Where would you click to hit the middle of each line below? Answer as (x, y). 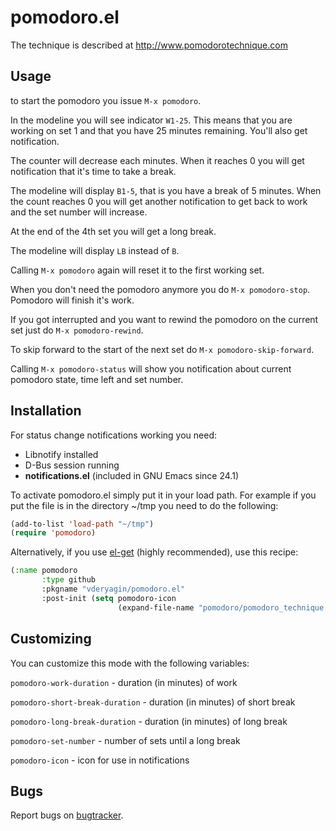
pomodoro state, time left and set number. (97, 379)
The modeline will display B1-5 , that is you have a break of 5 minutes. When (166, 190)
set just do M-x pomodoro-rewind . (77, 330)
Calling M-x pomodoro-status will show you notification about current (151, 368)
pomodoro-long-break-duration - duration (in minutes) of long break (149, 721)
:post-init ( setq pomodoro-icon (109, 598)
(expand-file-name (156, 607)
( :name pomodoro (44, 571)
